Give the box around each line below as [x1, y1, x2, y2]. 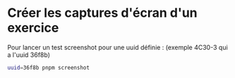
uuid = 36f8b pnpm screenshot [7, 64, 90, 71]
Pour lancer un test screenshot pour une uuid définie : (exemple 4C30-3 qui [7, 43, 228, 51]
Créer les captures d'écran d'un [7, 5, 198, 21]
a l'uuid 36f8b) [7, 51, 51, 59]
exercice [7, 20, 59, 36]
